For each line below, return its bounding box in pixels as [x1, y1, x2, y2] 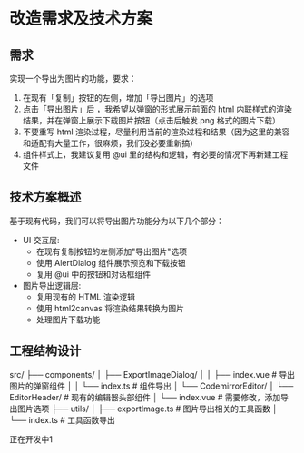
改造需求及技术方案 [9, 8, 153, 29]
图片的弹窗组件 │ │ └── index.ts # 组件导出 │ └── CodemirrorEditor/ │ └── [9, 380, 294, 391]
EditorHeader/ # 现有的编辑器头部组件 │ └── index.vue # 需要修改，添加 [9, 391, 281, 402]
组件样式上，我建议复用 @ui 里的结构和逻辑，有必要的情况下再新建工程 [22, 149, 289, 160]
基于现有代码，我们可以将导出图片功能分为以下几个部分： [9, 215, 224, 226]
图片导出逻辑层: [22, 280, 82, 291]
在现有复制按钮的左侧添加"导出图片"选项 [35, 246, 188, 257]
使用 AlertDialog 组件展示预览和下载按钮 [35, 257, 186, 268]
